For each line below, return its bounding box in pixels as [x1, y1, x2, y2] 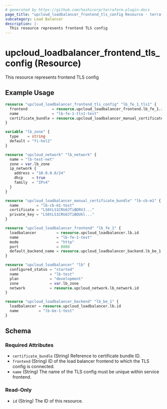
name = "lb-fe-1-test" [9, 235, 92, 240]
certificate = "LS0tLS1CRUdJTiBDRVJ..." [9, 207, 94, 212]
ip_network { [9, 166, 37, 171]
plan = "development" [9, 276, 83, 281]
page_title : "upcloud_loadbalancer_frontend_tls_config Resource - [5, 12, 148, 17]
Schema [5, 327, 31, 335]
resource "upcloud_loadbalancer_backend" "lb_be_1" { [5, 299, 119, 304]
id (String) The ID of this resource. [12, 398, 83, 404]
